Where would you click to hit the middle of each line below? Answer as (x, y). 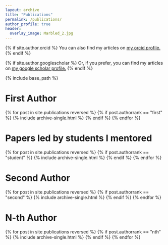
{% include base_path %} (32, 78)
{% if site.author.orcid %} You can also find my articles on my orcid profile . (83, 48)
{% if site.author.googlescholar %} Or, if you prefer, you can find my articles (84, 63)
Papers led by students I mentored (79, 138)
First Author (31, 99)
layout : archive (22, 10)
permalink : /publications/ (34, 19)
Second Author (38, 178)
